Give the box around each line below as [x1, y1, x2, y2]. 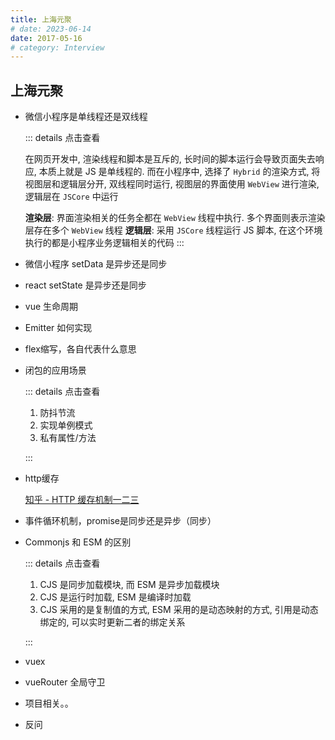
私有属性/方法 [39, 432, 97, 444]
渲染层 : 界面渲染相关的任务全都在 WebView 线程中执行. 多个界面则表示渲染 [24, 212, 326, 224]
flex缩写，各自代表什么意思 [24, 343, 137, 355]
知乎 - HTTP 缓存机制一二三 [24, 494, 140, 506]
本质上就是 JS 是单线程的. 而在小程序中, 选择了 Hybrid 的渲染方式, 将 [38, 166, 321, 178]
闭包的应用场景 [24, 364, 87, 376]
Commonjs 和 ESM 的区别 [24, 536, 132, 548]
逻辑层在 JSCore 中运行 [24, 191, 119, 203]
